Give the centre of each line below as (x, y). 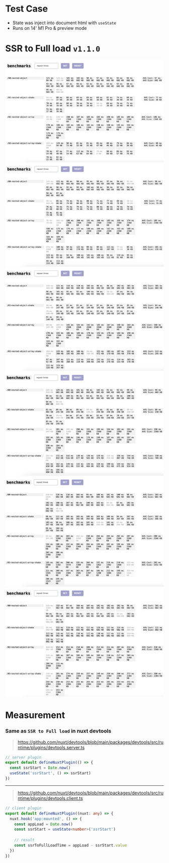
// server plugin (23, 757)
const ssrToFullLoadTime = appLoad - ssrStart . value (71, 845)
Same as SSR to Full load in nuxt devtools (58, 731)
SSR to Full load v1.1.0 (53, 49)
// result (25, 840)
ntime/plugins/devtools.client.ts (50, 798)
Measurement (35, 715)
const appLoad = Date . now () (44, 824)
